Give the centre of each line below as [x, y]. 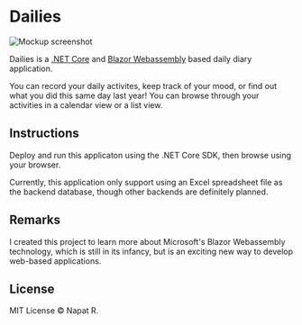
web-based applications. [55, 261]
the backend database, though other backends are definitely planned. [139, 192]
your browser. [35, 165]
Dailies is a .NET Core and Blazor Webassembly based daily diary [131, 59]
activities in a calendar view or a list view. [86, 104]
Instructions [44, 134]
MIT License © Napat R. [54, 311]
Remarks [35, 220]
